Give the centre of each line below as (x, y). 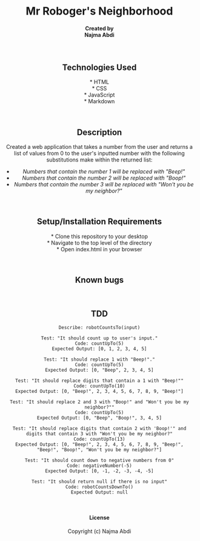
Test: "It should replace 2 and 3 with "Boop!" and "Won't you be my (99, 402)
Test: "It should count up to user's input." (99, 338)
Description (99, 132)
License (99, 518)
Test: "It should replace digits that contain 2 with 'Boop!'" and (99, 429)
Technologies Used (99, 67)
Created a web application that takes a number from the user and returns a (99, 147)
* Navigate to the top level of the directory (99, 243)
